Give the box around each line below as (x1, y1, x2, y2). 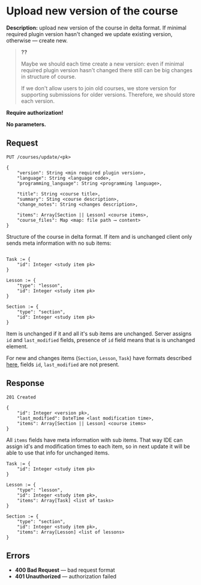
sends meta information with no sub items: (6, 239, 112, 247)
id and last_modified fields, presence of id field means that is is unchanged (6, 336, 196, 343)
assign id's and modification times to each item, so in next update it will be (6, 443, 190, 450)
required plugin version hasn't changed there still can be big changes (20, 66, 193, 73)
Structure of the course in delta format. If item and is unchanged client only (6, 233, 193, 240)
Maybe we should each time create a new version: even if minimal (20, 60, 184, 67)
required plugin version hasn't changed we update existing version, (6, 30, 173, 37)
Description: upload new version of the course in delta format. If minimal (6, 24, 187, 31)
